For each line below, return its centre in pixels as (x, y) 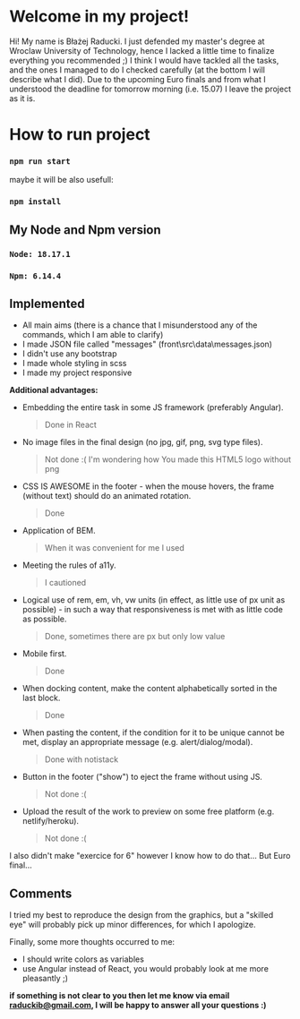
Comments (41, 893)
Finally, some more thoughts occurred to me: (92, 942)
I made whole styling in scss (74, 364)
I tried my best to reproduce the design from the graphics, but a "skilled (141, 915)
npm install (35, 202)
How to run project (80, 135)
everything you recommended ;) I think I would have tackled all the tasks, (144, 60)
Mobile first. (44, 654)
